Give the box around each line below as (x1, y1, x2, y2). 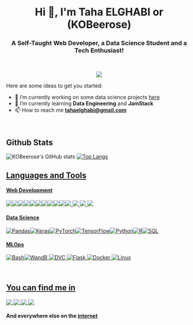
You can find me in (6, 282, 76, 292)
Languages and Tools (6, 170, 87, 180)
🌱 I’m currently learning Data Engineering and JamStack (14, 100, 153, 107)
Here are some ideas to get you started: (6, 82, 103, 89)
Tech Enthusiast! (74, 47, 124, 55)
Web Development (6, 187, 53, 194)
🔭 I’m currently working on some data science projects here (14, 94, 161, 101)
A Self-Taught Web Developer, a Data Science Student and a (11, 39, 187, 47)
